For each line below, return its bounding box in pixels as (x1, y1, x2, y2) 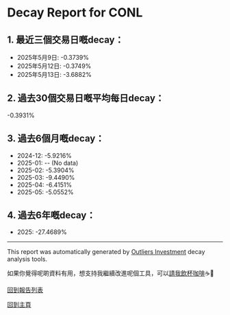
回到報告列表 (7, 286, 43, 294)
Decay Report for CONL (7, 5, 143, 21)
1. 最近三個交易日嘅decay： (7, 34, 125, 45)
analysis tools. (7, 255, 48, 264)
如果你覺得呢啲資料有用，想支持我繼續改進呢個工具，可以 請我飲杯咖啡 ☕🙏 (7, 269, 214, 277)
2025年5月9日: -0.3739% (16, 54, 89, 61)
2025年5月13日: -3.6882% (16, 71, 92, 78)
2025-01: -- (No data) (16, 159, 79, 167)
